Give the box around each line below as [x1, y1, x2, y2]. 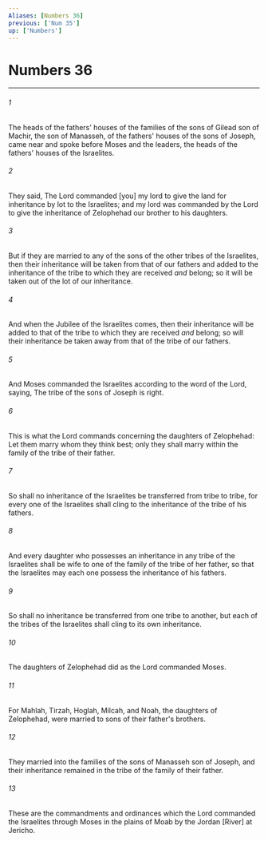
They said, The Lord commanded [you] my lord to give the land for [8, 191, 227, 200]
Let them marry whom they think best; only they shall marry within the [8, 439, 238, 449]
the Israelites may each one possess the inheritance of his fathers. [8, 568, 227, 577]
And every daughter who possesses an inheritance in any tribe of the [8, 550, 235, 560]
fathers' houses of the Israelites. [8, 148, 115, 157]
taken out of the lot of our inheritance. [8, 276, 133, 286]
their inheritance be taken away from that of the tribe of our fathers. [8, 336, 231, 346]
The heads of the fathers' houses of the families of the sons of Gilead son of [8, 122, 259, 132]
